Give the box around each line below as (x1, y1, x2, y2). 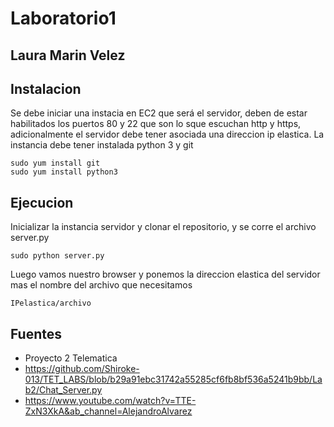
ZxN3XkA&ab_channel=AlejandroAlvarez (24, 405, 193, 417)
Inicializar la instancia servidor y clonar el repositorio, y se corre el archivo (10, 221, 317, 233)
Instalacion (10, 80, 82, 97)
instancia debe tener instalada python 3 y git (10, 139, 194, 151)
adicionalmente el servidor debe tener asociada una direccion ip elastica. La (10, 128, 325, 141)
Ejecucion (10, 194, 74, 211)
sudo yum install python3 (10, 167, 118, 177)
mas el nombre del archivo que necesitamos (10, 279, 193, 291)
